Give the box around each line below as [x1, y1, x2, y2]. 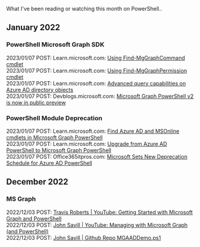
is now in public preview [6, 99, 66, 106]
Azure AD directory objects [6, 86, 74, 93]
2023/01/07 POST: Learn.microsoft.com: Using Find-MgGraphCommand [6, 54, 185, 61]
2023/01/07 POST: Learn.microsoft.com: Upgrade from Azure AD [6, 140, 168, 147]
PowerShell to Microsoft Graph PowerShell [6, 147, 112, 154]
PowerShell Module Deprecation [6, 114, 103, 122]
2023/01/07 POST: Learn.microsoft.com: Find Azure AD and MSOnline [6, 127, 180, 135]
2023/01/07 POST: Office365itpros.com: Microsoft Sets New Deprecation [6, 153, 188, 160]
